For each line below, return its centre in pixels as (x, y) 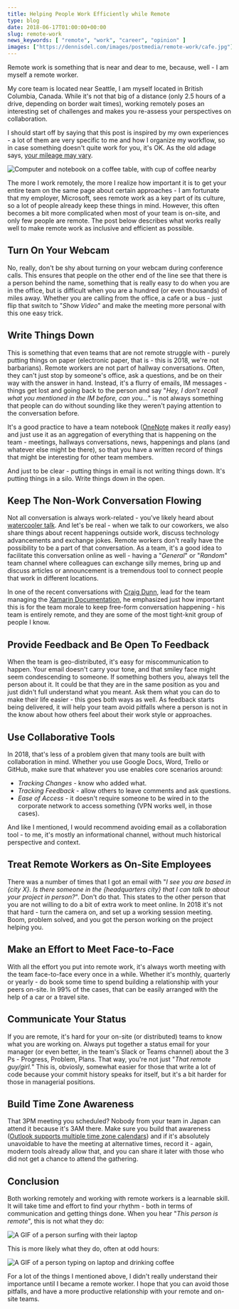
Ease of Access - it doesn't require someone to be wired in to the (113, 798)
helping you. (26, 927)
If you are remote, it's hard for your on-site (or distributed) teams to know (115, 1037)
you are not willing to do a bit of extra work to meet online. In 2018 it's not (115, 904)
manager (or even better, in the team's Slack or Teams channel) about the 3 (118, 1051)
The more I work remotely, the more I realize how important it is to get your (117, 183)
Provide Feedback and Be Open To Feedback (108, 645)
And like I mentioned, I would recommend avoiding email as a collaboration (117, 827)
